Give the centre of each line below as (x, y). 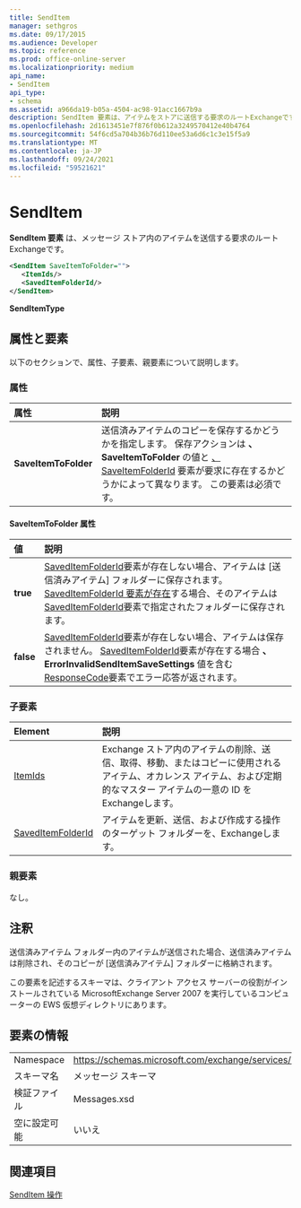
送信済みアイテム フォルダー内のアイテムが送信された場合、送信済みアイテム (150, 952)
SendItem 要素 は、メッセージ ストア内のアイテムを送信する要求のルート (144, 238)
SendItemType (37, 308)
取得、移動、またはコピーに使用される (201, 763)
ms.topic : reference (48, 51)
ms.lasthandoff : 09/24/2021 (62, 159)
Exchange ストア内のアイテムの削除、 (182, 750)
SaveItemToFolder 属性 (52, 523)
